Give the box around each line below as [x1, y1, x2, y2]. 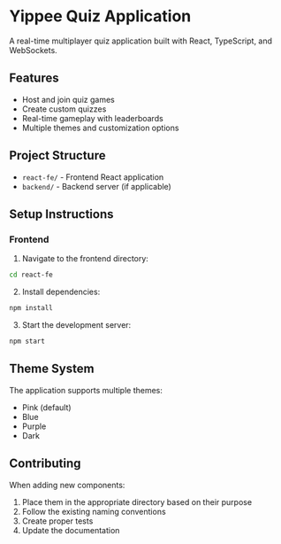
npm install [9, 304, 53, 313]
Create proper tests [21, 516, 94, 526]
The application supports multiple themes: [9, 385, 163, 395]
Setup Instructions [9, 206, 114, 221]
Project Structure [9, 148, 106, 163]
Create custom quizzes [21, 104, 107, 114]
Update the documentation [21, 525, 120, 535]
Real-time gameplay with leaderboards [21, 113, 163, 123]
